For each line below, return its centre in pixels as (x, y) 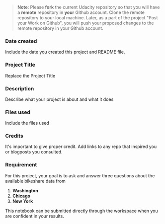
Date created (21, 41)
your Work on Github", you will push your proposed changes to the (85, 23)
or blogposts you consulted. (34, 152)
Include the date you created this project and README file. (65, 52)
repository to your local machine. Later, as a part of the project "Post (87, 18)
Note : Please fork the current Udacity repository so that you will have (88, 7)
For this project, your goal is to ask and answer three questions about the (80, 175)
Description (20, 88)
